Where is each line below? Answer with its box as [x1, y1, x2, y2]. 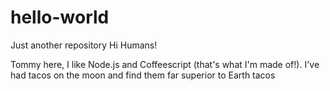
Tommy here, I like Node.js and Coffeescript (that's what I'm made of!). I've [10, 58, 320, 70]
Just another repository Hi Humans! [10, 39, 158, 51]
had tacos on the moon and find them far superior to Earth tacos [10, 69, 276, 81]
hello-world [10, 6, 110, 29]
